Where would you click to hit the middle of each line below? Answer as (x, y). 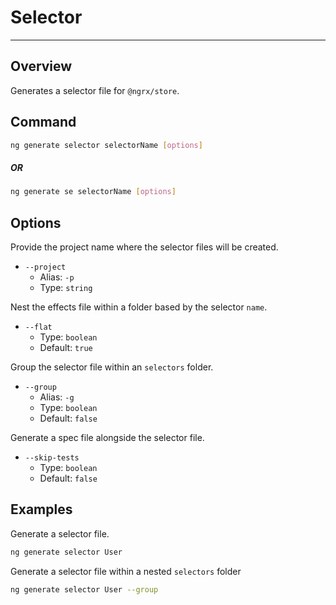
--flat (38, 327)
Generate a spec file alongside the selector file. (107, 438)
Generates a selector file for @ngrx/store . (95, 90)
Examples (41, 509)
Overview (41, 66)
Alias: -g (57, 397)
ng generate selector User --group (84, 589)
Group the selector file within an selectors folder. (112, 367)
